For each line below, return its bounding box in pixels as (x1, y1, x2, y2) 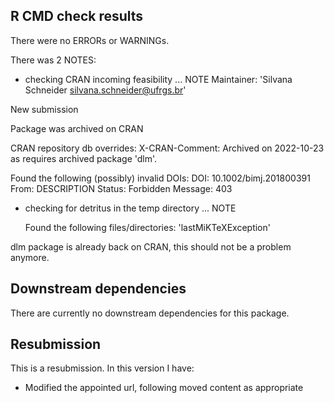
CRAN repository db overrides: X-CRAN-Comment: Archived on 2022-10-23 (10, 142, 325, 154)
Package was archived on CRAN (10, 122, 144, 134)
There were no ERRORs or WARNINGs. (10, 34, 170, 46)
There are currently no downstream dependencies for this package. (10, 307, 290, 319)
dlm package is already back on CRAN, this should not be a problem (10, 240, 292, 253)
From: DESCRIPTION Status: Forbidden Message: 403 (10, 182, 233, 194)
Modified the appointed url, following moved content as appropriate (24, 382, 304, 394)
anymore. (10, 251, 50, 263)
